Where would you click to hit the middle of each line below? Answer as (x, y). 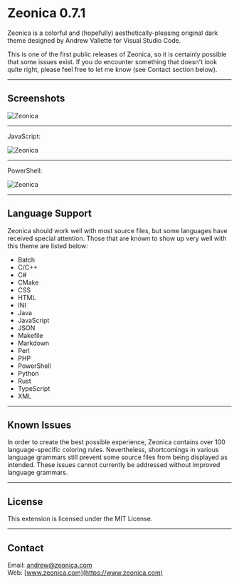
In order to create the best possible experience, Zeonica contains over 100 (116, 442)
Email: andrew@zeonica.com (50, 565)
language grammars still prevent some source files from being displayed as (117, 457)
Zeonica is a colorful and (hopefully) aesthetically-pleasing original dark (113, 33)
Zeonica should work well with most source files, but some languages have (117, 230)
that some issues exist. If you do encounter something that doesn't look (112, 61)
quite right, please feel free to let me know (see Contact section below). (112, 69)
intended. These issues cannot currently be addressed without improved (114, 465)
